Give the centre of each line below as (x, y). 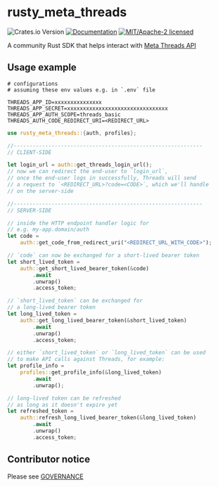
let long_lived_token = (42, 314)
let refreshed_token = (40, 411)
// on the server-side (40, 191)
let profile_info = (36, 366)
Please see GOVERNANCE (45, 476)
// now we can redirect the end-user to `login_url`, (88, 172)
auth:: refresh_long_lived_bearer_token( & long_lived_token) (108, 418)
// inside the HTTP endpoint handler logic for (78, 223)
